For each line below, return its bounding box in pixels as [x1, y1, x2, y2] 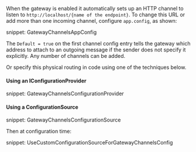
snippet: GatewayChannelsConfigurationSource [6, 116, 121, 123]
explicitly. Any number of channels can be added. [6, 53, 126, 59]
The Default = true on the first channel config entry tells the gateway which [6, 40, 191, 47]
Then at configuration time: [6, 128, 72, 135]
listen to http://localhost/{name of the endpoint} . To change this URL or [6, 11, 185, 18]
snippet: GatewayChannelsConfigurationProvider [6, 90, 124, 97]
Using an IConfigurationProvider [6, 77, 87, 84]
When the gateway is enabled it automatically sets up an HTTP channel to [6, 5, 184, 12]
